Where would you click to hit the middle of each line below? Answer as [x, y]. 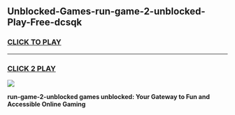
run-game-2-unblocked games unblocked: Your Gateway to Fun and [108, 96]
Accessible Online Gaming [47, 104]
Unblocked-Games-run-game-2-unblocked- [106, 11]
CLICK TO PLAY [34, 43]
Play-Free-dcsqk [45, 23]
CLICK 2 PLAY [31, 68]
